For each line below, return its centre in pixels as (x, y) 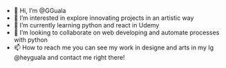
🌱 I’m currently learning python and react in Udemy (86, 25)
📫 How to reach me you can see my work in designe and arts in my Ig (114, 47)
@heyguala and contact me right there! (69, 57)
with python (31, 40)
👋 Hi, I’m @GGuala (40, 11)
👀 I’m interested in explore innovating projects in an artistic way (104, 18)
